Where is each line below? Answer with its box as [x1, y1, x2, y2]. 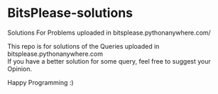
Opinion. [7, 64, 33, 73]
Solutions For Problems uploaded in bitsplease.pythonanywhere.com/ [7, 28, 211, 37]
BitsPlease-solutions [7, 5, 133, 21]
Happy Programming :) [7, 78, 74, 86]
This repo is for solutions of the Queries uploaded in [7, 42, 160, 50]
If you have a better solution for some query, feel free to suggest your [7, 57, 212, 65]
